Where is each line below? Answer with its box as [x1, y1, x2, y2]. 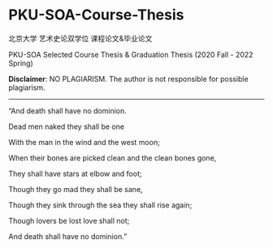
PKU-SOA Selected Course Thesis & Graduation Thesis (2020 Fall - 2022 [8, 49, 253, 59]
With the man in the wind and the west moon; [8, 137, 160, 147]
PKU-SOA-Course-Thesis [8, 6, 184, 24]
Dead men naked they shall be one [8, 122, 124, 131]
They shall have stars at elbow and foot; [8, 169, 142, 178]
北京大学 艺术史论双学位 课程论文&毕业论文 [8, 33, 153, 43]
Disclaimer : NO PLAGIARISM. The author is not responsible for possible [8, 74, 249, 83]
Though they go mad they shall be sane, [8, 184, 144, 194]
